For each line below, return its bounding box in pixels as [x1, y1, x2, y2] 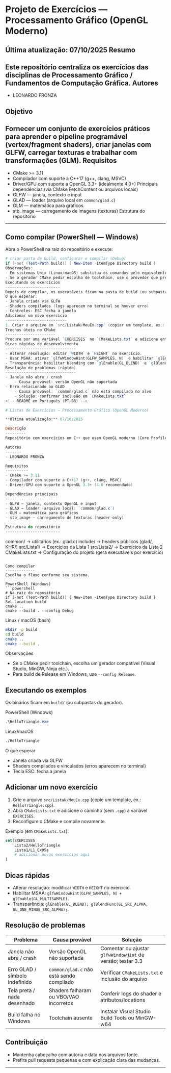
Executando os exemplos [5, 686, 87, 695]
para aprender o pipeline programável [5, 133, 128, 141]
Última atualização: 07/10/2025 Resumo [5, 45, 136, 54]
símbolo [8, 972, 27, 979]
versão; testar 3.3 [100, 957, 143, 964]
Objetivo [5, 107, 33, 116]
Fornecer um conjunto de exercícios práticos [5, 124, 150, 133]
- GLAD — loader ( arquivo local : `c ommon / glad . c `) [5, 506, 115, 511]
